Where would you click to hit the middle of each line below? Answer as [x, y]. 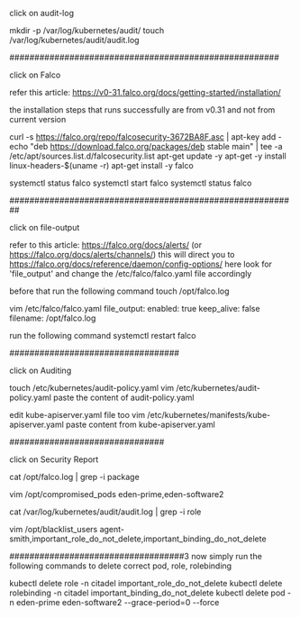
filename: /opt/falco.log [53, 318]
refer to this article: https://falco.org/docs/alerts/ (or [106, 245]
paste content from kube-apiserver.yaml [141, 424]
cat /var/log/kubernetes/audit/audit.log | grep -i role [105, 512]
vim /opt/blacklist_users [54, 529]
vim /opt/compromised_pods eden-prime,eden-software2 [117, 494]
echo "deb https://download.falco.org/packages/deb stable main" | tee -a [146, 146]
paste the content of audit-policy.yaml [124, 397]
